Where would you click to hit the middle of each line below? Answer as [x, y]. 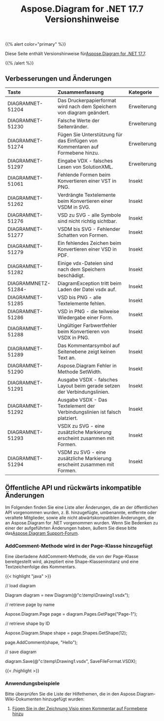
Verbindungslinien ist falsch [89, 412]
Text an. [67, 358]
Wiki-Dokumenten [23, 699]
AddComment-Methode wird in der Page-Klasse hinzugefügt [79, 546]
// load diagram [20, 586]
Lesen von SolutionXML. [86, 167]
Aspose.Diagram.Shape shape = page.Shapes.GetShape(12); [66, 633]
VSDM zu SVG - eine [82, 452]
